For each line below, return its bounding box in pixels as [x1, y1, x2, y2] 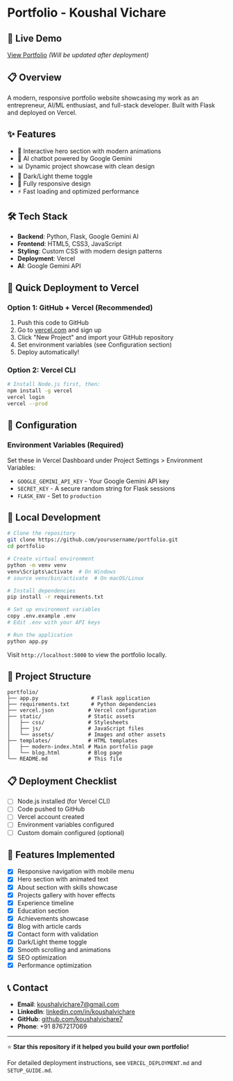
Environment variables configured [17, 820, 114, 829]
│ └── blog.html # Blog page [7, 750, 123, 757]
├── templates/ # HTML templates [7, 737, 138, 744]
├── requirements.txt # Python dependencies [7, 701, 157, 708]
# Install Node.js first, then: [7, 381, 101, 388]
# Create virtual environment [7, 556, 95, 563]
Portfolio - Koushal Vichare [7, 5, 166, 21]
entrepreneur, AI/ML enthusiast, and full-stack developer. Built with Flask [7, 100, 216, 109]
